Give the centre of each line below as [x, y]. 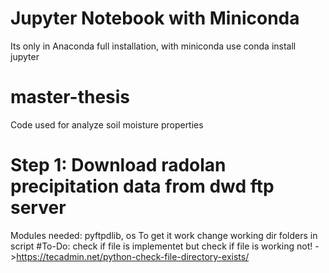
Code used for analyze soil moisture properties [107, 124]
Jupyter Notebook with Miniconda [155, 18]
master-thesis [70, 97]
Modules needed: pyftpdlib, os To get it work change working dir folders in [164, 235]
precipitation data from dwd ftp [142, 186]
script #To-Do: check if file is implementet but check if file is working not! [161, 246]
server [38, 208]
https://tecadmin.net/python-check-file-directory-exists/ [133, 256]
